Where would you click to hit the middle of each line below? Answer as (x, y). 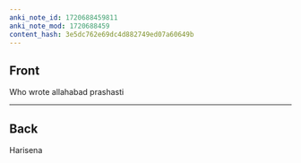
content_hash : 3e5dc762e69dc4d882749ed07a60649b (102, 34)
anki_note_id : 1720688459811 (64, 17)
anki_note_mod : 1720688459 (60, 26)
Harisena (26, 150)
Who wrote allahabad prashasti (67, 92)
